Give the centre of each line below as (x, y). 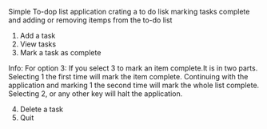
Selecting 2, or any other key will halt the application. (96, 94)
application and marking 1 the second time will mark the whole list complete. (134, 85)
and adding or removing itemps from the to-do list (90, 20)
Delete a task (42, 109)
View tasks (38, 44)
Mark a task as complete (60, 52)
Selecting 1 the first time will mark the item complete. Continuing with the (128, 77)
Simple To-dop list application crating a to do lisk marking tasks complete (129, 12)
